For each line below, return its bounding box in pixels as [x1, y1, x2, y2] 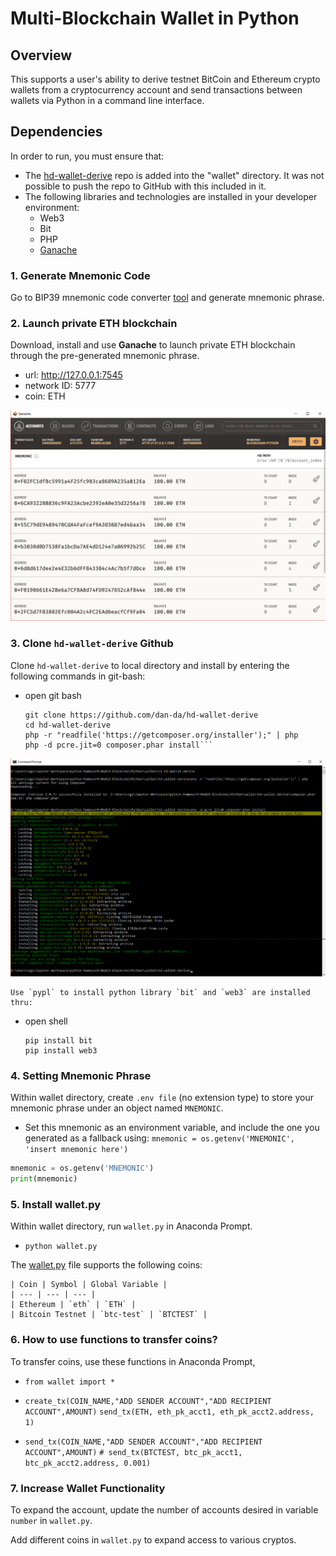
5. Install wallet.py [10, 1197, 102, 1211]
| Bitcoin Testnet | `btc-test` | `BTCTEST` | [10, 1310, 208, 1320]
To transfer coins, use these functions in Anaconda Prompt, [10, 1355, 256, 1367]
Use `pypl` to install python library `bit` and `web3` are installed [10, 987, 311, 997]
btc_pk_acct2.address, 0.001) [24, 1458, 152, 1468]
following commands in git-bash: [10, 670, 146, 682]
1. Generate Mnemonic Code [10, 268, 151, 282]
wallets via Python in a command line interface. [10, 95, 205, 106]
